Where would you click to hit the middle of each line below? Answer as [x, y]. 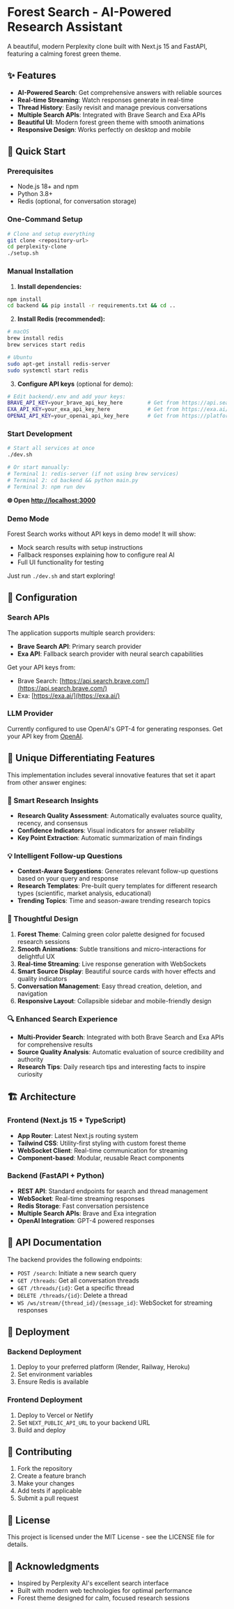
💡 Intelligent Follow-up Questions [65, 855]
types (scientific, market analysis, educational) [84, 893]
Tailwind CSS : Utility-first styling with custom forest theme [102, 1143]
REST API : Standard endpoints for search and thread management [112, 1191]
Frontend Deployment [45, 1400]
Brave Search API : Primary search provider [79, 646]
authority [30, 1059]
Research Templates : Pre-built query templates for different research [117, 886]
